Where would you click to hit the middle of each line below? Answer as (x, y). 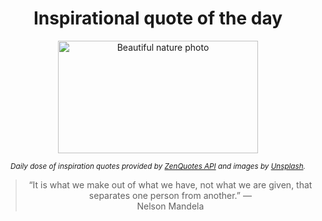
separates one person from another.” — (170, 195)
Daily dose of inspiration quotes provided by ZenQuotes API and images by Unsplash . (158, 166)
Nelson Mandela (170, 206)
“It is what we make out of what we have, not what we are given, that (170, 184)
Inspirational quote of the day (158, 18)
